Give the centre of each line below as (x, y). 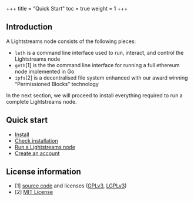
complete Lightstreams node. (42, 101)
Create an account (37, 153)
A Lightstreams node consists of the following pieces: (71, 41)
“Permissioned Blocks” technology (56, 84)
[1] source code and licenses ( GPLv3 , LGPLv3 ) (71, 186)
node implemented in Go (44, 71)
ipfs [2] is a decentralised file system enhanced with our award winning (101, 78)
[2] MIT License (34, 192)
